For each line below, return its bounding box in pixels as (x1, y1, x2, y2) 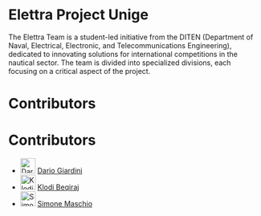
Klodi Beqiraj (37, 182, 80, 192)
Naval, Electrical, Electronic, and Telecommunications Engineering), (8, 40, 232, 50)
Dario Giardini (37, 166, 83, 176)
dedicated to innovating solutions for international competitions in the (8, 49, 239, 59)
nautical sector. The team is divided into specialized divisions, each (8, 58, 231, 67)
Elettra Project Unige (8, 6, 149, 24)
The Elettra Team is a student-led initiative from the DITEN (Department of (8, 32, 254, 42)
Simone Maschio (37, 199, 93, 209)
